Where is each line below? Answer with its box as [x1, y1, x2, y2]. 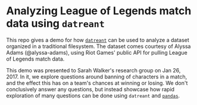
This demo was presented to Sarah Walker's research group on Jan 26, [6, 66, 181, 74]
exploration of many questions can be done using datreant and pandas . [6, 92, 180, 99]
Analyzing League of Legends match [6, 4, 192, 18]
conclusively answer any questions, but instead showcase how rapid [6, 85, 174, 93]
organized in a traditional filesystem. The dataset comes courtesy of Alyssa [6, 43, 191, 50]
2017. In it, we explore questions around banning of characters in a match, [6, 73, 187, 80]
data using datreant [6, 17, 105, 30]
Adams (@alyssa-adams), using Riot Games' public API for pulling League [6, 49, 187, 56]
